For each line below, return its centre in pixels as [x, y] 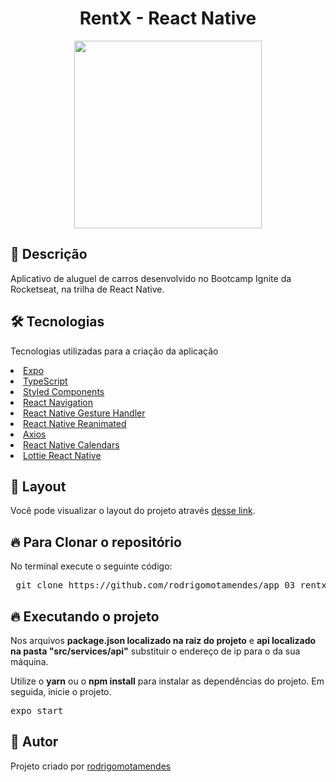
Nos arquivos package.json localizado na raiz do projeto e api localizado [163, 640]
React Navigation [58, 402]
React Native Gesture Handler [84, 413]
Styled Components [64, 391]
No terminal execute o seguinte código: [91, 566]
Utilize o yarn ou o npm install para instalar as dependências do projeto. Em [167, 681]
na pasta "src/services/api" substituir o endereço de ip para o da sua [155, 651]
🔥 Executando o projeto [85, 616]
